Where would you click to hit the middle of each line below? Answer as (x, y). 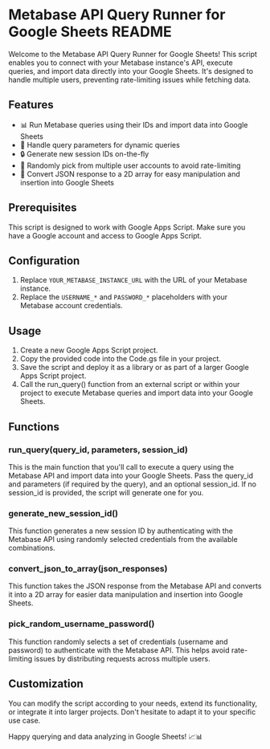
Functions (34, 427)
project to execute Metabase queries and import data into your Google (136, 393)
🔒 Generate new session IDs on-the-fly (84, 153)
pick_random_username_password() (82, 624)
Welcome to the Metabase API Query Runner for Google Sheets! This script (133, 54)
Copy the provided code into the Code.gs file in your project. (120, 359)
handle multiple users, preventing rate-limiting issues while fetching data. (130, 79)
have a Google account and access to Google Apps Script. (105, 235)
